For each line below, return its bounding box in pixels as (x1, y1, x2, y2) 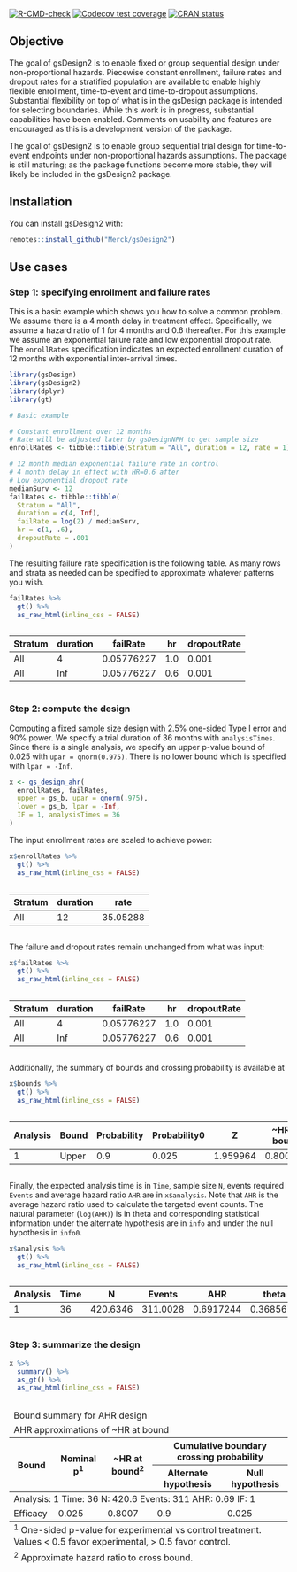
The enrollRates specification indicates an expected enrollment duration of (9, 344, 284, 354)
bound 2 (111, 1464, 144, 1478)
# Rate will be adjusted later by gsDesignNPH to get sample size (9, 435, 259, 445)
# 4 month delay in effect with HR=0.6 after (9, 468, 179, 477)
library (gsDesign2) (9, 379, 81, 388)
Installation (9, 195, 72, 210)
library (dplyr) (9, 386, 65, 396)
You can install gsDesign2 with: (9, 218, 124, 228)
